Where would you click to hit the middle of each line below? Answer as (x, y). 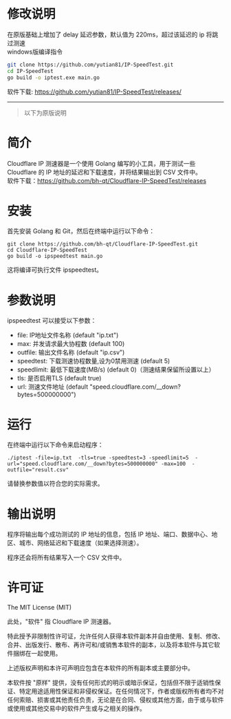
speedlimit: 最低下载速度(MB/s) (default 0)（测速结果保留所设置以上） (116, 369)
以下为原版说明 (45, 112)
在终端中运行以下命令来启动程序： (55, 445)
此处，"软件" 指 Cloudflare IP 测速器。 (61, 622)
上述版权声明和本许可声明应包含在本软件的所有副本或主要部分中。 (100, 668)
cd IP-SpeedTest (30, 71)
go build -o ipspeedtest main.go (55, 256)
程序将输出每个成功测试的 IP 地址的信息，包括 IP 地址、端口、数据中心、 (109, 535)
